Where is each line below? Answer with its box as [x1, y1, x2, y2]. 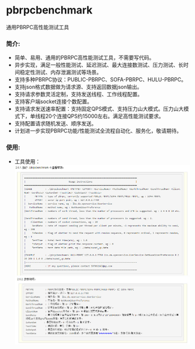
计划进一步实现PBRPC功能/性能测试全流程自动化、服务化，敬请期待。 [14, 127, 182, 135]
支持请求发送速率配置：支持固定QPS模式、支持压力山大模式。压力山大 [14, 105, 184, 112]
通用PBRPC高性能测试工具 [6, 23, 69, 30]
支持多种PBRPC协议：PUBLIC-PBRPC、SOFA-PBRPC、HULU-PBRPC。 [14, 76, 187, 83]
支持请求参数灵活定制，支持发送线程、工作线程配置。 [14, 91, 143, 98]
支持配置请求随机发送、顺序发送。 [14, 120, 97, 127]
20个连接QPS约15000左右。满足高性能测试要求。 [45, 112, 165, 120]
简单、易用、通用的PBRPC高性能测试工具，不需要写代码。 [14, 54, 155, 61]
